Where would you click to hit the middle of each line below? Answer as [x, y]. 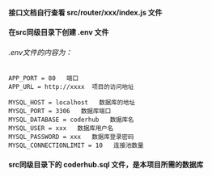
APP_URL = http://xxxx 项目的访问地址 [71, 87]
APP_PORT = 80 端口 [44, 78]
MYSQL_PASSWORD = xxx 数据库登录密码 [71, 137]
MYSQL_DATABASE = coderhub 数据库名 [72, 120]
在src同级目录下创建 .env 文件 [59, 32]
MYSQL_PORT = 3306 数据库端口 [60, 112]
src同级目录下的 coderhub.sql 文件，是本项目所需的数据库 [106, 164]
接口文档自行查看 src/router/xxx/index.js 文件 [85, 12]
